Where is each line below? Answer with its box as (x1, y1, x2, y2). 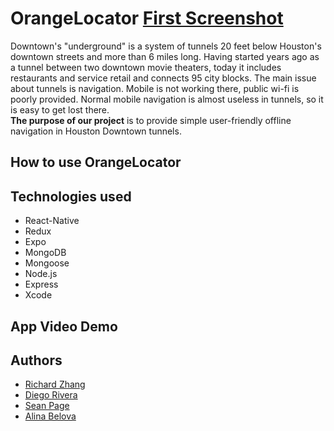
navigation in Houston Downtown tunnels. (10, 125, 182, 137)
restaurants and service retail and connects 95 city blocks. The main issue (10, 72, 317, 84)
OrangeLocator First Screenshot (10, 7, 284, 30)
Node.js (24, 268, 58, 280)
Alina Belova (24, 410, 77, 422)
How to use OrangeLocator (10, 154, 182, 171)
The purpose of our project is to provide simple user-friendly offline (10, 114, 292, 126)
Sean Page (24, 400, 70, 412)
